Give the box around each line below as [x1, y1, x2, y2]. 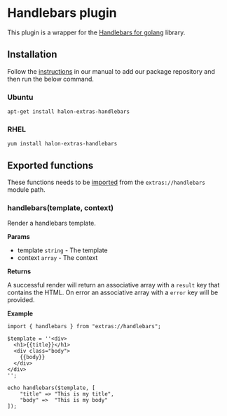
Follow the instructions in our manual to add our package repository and [7, 67, 216, 75]
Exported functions [7, 160, 94, 171]
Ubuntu [7, 92, 34, 102]
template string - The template [17, 246, 109, 254]
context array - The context [17, 254, 98, 262]
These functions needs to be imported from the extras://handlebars [7, 178, 205, 187]
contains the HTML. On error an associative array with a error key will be [7, 288, 219, 297]
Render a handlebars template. [7, 219, 97, 228]
